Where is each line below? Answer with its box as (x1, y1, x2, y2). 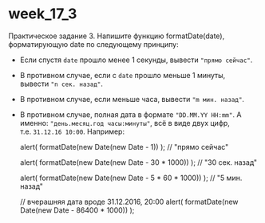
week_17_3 (8, 5, 77, 23)
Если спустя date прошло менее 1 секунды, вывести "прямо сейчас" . (19, 55, 253, 65)
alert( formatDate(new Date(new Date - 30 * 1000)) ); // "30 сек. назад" (19, 157, 258, 167)
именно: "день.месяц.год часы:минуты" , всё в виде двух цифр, (19, 118, 230, 127)
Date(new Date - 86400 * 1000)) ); (19, 205, 135, 215)
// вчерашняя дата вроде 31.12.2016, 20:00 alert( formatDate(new (19, 197, 239, 206)
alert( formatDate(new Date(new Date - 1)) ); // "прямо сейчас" (19, 142, 229, 151)
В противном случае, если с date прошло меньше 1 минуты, (19, 70, 226, 80)
